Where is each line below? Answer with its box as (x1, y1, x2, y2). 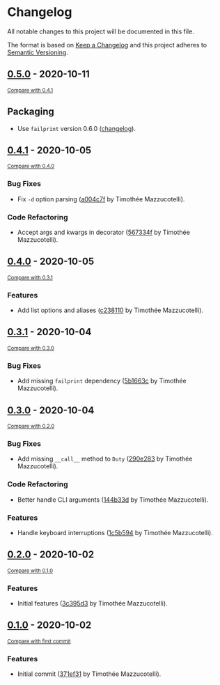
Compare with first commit (7, 638, 71, 645)
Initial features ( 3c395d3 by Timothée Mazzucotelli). (17, 599, 168, 607)
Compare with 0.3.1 (7, 274, 54, 281)
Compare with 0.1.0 (7, 567, 54, 574)
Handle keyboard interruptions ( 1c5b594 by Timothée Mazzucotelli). (17, 528, 214, 537)
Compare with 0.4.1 (7, 86, 54, 94)
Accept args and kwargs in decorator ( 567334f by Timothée (17, 228, 190, 236)
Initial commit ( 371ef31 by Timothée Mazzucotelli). (17, 670, 162, 678)
